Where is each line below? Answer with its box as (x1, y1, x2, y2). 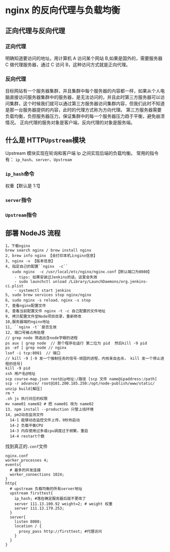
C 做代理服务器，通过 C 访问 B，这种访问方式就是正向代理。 (5, 61, 131, 67)
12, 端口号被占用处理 (5, 330, 45, 335)
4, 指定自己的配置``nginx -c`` (5, 264, 68, 269)
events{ (5, 462, 22, 467)
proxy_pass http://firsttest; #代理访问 (18, 529, 102, 534)
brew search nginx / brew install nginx (5, 247, 92, 253)
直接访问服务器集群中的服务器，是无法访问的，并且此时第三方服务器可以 (9, 94, 160, 100)
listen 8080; (14, 519, 42, 524)
